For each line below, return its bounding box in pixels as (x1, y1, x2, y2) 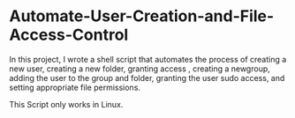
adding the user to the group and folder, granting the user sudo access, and (9, 72, 285, 83)
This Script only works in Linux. (9, 99, 124, 109)
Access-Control (9, 25, 129, 45)
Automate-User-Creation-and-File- (9, 6, 275, 26)
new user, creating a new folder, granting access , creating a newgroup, (9, 63, 271, 74)
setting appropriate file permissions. (9, 82, 141, 92)
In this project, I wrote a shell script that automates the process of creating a (9, 54, 287, 64)
